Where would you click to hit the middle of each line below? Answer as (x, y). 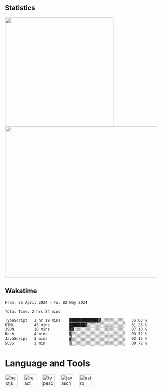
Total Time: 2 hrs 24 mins (33, 311)
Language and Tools (48, 363)
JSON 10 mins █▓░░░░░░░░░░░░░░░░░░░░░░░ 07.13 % (76, 329)
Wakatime (21, 291)
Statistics (20, 8)
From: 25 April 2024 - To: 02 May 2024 (46, 302)
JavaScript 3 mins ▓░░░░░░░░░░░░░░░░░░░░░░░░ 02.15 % (76, 339)
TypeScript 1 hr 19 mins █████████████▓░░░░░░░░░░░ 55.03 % (76, 320)
